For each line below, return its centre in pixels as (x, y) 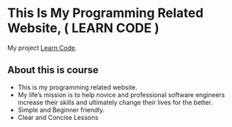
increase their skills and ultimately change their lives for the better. (115, 102)
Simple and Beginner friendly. (61, 110)
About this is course (53, 70)
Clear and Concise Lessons (58, 117)
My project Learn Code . (42, 48)
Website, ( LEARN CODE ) (84, 28)
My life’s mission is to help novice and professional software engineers (121, 94)
